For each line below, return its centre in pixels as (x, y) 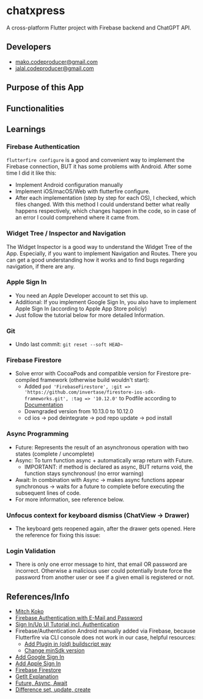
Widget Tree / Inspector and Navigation (66, 234)
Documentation (44, 405)
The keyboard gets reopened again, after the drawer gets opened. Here (105, 529)
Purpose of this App (45, 87)
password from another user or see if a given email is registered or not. (105, 578)
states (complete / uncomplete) (55, 454)
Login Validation (31, 551)
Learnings (26, 129)
